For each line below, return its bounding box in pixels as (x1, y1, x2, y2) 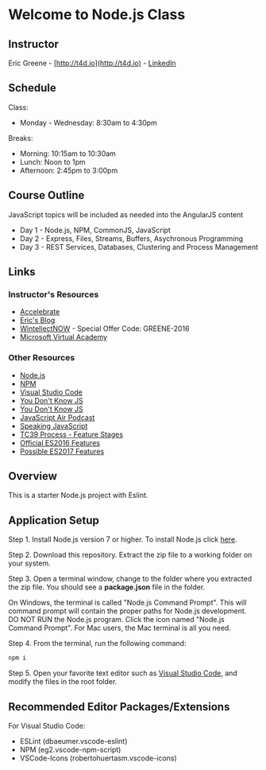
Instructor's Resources (8, 289, 99, 300)
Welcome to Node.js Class (8, 6, 186, 24)
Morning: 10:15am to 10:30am (19, 149, 117, 158)
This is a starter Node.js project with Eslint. (8, 491, 148, 500)
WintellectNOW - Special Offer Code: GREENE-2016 (19, 324, 190, 333)
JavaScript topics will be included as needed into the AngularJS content (8, 209, 244, 220)
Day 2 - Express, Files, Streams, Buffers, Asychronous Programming (19, 233, 244, 243)
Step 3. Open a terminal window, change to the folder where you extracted (8, 574, 253, 584)
